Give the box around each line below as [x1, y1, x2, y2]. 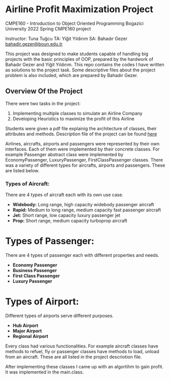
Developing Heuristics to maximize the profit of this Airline [12, 116, 134, 122]
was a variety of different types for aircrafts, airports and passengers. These [5, 162, 165, 168]
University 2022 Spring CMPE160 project [5, 25, 91, 31]
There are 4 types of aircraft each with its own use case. [5, 192, 123, 198]
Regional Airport [12, 333, 48, 339]
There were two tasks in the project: [5, 100, 81, 106]
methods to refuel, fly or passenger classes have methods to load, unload [5, 348, 160, 354]
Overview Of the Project [5, 87, 83, 96]
